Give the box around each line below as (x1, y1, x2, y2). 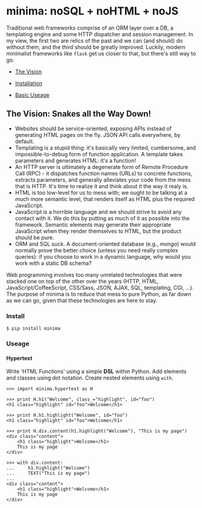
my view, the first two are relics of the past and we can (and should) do (6, 37, 183, 44)
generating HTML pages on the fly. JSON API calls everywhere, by (14, 131, 181, 138)
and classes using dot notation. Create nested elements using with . (6, 374, 174, 381)
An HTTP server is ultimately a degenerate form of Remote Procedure (14, 163, 189, 170)
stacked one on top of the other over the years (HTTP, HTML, (6, 278, 159, 285)
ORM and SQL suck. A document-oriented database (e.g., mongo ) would (14, 240, 196, 247)
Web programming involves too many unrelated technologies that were (6, 271, 183, 278)
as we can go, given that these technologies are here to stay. (6, 297, 158, 304)
